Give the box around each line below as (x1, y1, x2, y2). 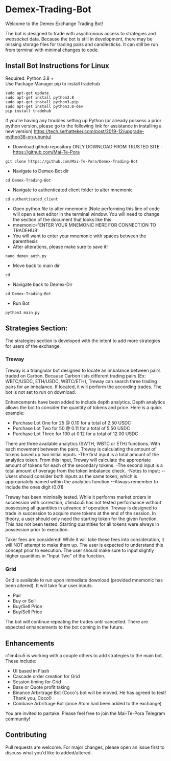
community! (5, 715, 31, 722)
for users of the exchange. (5, 343, 61, 349)
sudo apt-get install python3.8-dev (5, 104, 83, 109)
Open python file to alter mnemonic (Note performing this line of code (12, 206, 160, 212)
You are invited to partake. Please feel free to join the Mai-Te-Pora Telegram (5, 710, 165, 717)
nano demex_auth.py (5, 253, 47, 259)
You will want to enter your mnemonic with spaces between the (12, 233, 146, 239)
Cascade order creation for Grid (12, 673, 80, 679)
